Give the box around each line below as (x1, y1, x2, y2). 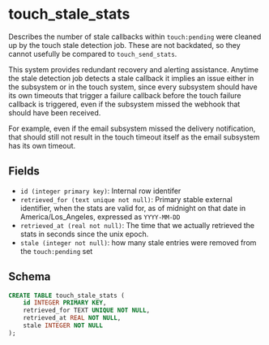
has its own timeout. (8, 140, 76, 150)
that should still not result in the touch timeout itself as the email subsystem (8, 132, 261, 142)
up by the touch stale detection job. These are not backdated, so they (8, 40, 241, 50)
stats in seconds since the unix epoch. (19, 229, 149, 239)
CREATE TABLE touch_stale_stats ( (8, 291, 126, 300)
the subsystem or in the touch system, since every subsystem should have (8, 82, 258, 92)
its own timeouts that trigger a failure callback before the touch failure (8, 90, 241, 100)
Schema (8, 270, 51, 284)
